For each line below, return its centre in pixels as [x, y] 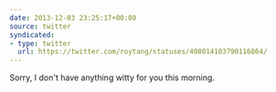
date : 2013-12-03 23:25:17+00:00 [73, 18]
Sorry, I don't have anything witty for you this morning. [112, 77]
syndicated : [32, 35]
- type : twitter [40, 43]
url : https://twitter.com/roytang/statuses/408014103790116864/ [143, 52]
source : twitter [40, 26]
